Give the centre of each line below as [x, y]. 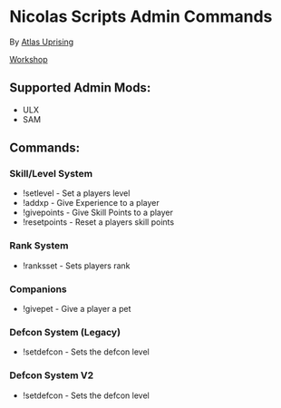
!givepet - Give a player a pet [77, 309]
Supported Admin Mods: [80, 88]
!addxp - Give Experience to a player [91, 203]
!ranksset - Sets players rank [76, 266]
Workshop [29, 59]
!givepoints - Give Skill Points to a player [98, 213]
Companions [39, 289]
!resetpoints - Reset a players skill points [98, 222]
